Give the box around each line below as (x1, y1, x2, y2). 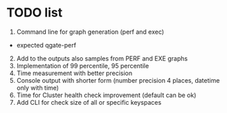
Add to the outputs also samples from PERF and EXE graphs (16, 54, 188, 63)
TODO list (6, 5, 63, 21)
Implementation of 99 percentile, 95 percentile (16, 61, 149, 70)
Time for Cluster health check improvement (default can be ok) (16, 91, 197, 99)
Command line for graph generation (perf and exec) (16, 28, 164, 36)
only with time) (16, 83, 60, 92)
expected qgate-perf (16, 41, 77, 49)
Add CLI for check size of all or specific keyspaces (16, 98, 162, 106)
